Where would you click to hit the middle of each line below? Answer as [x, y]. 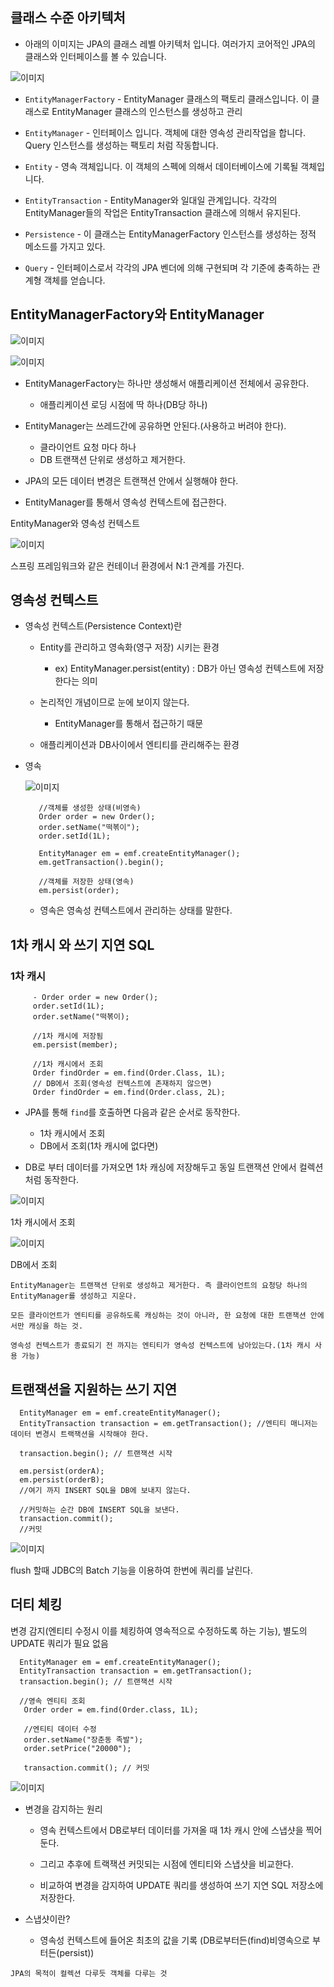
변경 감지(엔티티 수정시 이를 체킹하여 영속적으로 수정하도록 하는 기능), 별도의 [159, 1630]
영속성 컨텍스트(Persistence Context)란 [103, 626]
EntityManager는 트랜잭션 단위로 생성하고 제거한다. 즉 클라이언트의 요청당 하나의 [159, 1286]
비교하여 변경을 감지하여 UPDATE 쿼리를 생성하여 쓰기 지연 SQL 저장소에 [181, 1885]
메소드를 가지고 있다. [65, 246]
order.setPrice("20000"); [77, 1748]
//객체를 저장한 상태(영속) [86, 882]
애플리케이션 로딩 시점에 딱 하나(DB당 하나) [123, 404]
